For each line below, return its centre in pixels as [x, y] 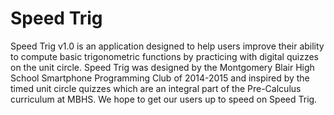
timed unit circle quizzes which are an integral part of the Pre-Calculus [156, 88]
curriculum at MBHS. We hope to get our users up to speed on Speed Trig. [164, 99]
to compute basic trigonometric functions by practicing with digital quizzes [165, 56]
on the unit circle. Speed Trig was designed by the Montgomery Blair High [162, 67]
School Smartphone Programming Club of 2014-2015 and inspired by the [160, 78]
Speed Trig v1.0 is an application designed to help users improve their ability [167, 46]
